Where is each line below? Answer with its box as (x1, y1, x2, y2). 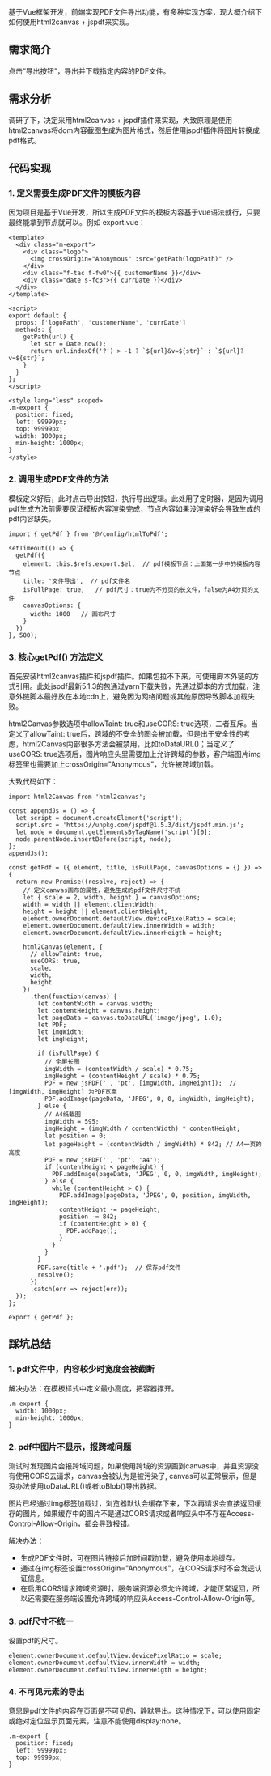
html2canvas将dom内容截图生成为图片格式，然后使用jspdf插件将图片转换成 (8, 125, 260, 135)
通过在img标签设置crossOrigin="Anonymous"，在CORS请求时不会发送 (19, 1563, 255, 1573)
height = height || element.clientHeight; (23, 907, 168, 916)
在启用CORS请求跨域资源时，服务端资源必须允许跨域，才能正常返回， (19, 1583, 253, 1593)
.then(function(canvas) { (29, 992, 117, 1001)
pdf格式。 (8, 135, 42, 145)
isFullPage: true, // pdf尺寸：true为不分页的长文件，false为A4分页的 (23, 585, 253, 593)
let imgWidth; (37, 1027, 85, 1036)
